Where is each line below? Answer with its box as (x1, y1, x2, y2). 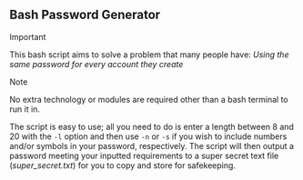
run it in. (9, 104, 41, 115)
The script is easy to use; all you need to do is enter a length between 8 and (9, 121, 294, 132)
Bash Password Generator (9, 7, 161, 23)
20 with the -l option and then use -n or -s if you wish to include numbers (9, 131, 288, 142)
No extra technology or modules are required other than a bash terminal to (9, 94, 288, 105)
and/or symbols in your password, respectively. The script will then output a (9, 140, 294, 151)
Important (9, 31, 46, 42)
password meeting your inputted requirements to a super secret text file (9, 150, 279, 161)
